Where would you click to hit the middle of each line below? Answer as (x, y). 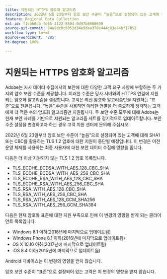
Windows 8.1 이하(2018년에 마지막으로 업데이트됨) (61, 232)
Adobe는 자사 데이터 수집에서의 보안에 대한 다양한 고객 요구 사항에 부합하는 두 (81, 87)
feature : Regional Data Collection (42, 19)
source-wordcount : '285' (31, 38)
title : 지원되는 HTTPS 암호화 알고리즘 (41, 10)
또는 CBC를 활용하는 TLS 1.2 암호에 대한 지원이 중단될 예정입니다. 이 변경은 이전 (83, 141)
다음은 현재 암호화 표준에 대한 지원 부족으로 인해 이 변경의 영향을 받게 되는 (77, 215)
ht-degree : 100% (22, 42)
